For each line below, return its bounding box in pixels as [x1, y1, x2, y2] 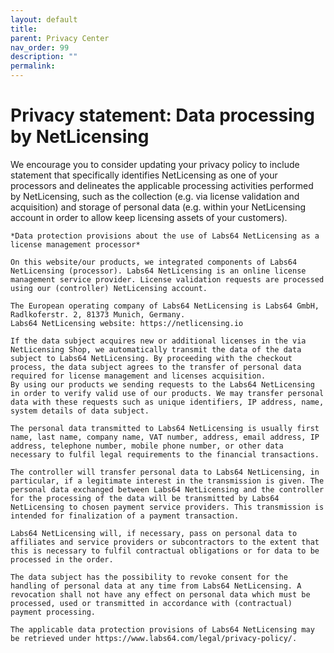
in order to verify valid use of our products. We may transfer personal [10, 388, 325, 398]
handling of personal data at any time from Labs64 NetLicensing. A [10, 581, 302, 591]
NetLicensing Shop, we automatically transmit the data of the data [10, 344, 302, 355]
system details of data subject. [10, 406, 150, 416]
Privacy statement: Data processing [10, 104, 315, 127]
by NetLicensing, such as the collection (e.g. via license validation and [10, 190, 300, 202]
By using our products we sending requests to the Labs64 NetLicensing [10, 379, 315, 390]
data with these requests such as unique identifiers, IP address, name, [10, 397, 325, 407]
